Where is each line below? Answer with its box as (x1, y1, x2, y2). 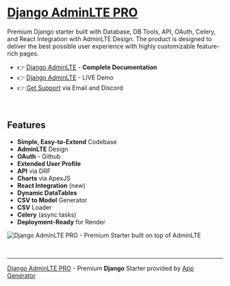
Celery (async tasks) (16, 211, 77, 219)
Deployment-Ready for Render (16, 217, 106, 226)
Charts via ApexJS (16, 174, 71, 182)
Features (7, 119, 46, 131)
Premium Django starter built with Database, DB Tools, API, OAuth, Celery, (7, 27, 216, 36)
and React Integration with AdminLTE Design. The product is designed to (7, 34, 212, 43)
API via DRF (16, 167, 51, 175)
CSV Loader (16, 203, 53, 211)
